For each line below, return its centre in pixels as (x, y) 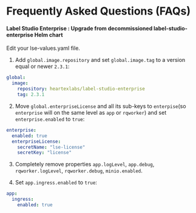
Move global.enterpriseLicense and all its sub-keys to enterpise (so (100, 106)
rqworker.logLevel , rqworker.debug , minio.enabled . (79, 171)
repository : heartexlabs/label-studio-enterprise (81, 89)
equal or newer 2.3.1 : (42, 66)
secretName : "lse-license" (51, 147)
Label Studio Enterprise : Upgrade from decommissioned (79, 28)
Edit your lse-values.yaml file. (43, 48)
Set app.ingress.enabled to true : (56, 183)
